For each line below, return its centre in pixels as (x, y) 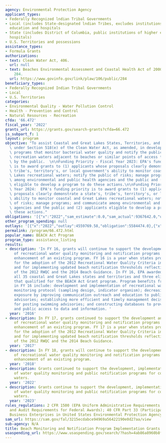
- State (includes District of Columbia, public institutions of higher (82, 33)
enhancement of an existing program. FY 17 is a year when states (84, 327)
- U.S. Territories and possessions (43, 42)
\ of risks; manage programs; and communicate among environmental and (85, 203)
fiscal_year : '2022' (26, 125)
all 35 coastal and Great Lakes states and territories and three (84, 277)
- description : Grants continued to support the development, (70, 369)
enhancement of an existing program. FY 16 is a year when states (84, 258)
